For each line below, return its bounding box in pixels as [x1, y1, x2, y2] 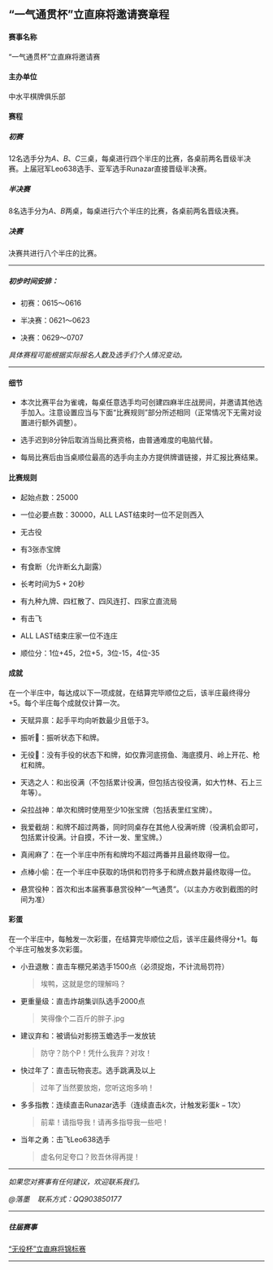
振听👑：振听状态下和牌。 [19, 732, 104, 742]
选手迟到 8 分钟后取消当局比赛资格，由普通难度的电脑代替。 [19, 435, 218, 445]
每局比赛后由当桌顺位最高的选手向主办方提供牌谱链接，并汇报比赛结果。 [19, 453, 262, 462]
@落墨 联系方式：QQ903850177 [8, 1194, 122, 1204]
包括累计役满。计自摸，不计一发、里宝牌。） [19, 832, 167, 842]
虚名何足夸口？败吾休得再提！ [40, 1152, 141, 1162]
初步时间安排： [8, 276, 58, 286]
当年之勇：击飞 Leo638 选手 [19, 1135, 111, 1145]
